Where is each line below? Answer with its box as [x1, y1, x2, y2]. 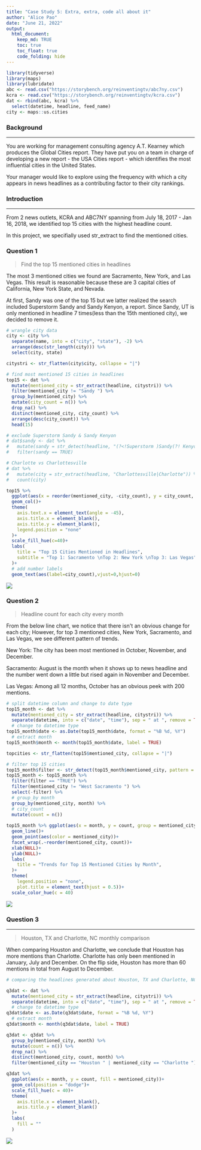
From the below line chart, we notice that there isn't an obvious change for [6, 622, 190, 629]
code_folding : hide [17, 53, 66, 59]
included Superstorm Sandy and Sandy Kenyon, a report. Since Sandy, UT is [6, 303, 194, 310]
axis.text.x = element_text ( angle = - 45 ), [17, 510, 124, 516]
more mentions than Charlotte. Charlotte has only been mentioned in [6, 952, 175, 960]
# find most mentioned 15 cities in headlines [6, 371, 124, 377]
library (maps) [6, 76, 42, 82]
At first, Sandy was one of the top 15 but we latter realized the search [6, 297, 176, 304]
